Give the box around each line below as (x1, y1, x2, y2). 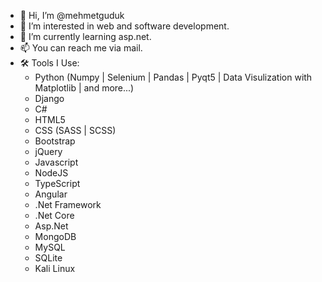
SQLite (34, 252, 63, 264)
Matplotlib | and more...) (34, 82, 135, 94)
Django (34, 93, 65, 104)
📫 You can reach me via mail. (19, 42, 143, 54)
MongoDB (34, 231, 77, 242)
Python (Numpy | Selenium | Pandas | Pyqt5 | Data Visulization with (34, 71, 313, 83)
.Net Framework (34, 199, 102, 210)
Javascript (34, 156, 79, 168)
